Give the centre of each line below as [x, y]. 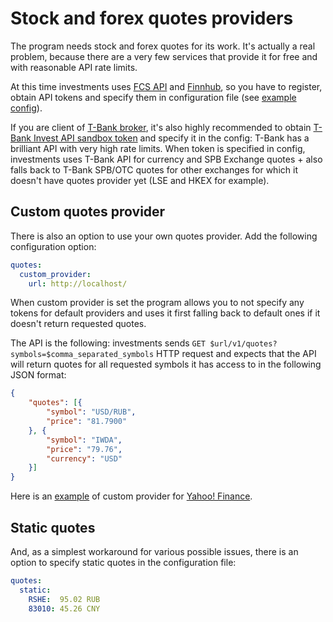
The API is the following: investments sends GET [108, 343]
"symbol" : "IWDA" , [84, 440]
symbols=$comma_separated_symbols [82, 355]
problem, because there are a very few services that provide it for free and [164, 56]
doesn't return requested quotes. [78, 324]
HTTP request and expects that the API [236, 354]
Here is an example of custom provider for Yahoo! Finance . [131, 496]
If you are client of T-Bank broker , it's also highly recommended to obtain [161, 127]
